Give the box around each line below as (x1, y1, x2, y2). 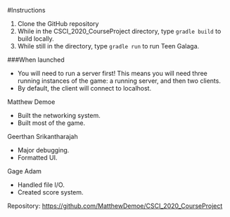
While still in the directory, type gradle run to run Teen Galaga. (17, 42, 200, 50)
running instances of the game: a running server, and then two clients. (17, 77, 222, 85)
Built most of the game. (17, 119, 86, 127)
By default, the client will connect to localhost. (17, 84, 152, 92)
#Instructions (7, 6, 46, 14)
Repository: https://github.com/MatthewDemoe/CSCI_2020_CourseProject (7, 202, 223, 210)
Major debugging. (17, 146, 70, 154)
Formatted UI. (17, 154, 58, 162)
